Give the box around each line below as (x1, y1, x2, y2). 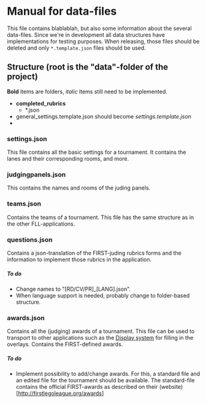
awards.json (7, 313, 45, 322)
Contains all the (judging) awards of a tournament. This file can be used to (7, 328, 195, 335)
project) (7, 72, 39, 82)
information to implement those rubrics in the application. (7, 256, 152, 263)
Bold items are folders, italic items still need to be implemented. (7, 88, 168, 95)
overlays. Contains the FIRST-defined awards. (7, 340, 123, 348)
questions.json (7, 235, 53, 244)
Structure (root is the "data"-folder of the (7, 62, 169, 72)
